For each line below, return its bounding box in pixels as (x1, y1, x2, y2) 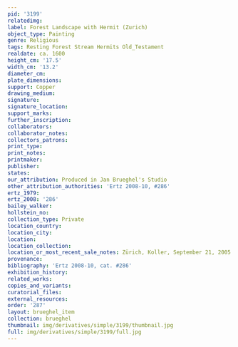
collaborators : (7, 123, 53, 130)
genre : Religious (7, 37, 59, 44)
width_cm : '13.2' (7, 63, 59, 71)
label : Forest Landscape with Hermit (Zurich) (7, 24, 148, 31)
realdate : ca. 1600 (7, 51, 66, 58)
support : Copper (7, 83, 56, 90)
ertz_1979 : (7, 190, 40, 197)
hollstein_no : (7, 209, 50, 217)
